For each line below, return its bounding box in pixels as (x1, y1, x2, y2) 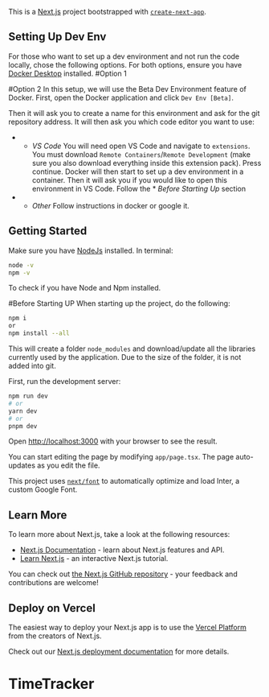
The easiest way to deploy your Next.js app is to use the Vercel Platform (8, 623, 247, 632)
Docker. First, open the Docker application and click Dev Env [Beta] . (8, 93, 234, 102)
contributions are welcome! (8, 578, 99, 588)
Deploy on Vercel (8, 601, 96, 615)
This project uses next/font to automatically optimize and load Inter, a (8, 476, 240, 486)
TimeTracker (8, 675, 95, 693)
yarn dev (8, 406, 38, 415)
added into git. (8, 361, 56, 370)
